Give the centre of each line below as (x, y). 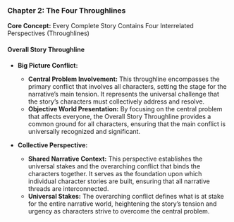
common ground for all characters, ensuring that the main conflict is (127, 124)
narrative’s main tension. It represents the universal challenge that (124, 94)
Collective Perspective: (53, 145)
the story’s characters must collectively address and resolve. (116, 101)
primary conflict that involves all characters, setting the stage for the (127, 86)
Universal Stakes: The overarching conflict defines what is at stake (126, 196)
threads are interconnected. (68, 188)
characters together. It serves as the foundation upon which (115, 173)
